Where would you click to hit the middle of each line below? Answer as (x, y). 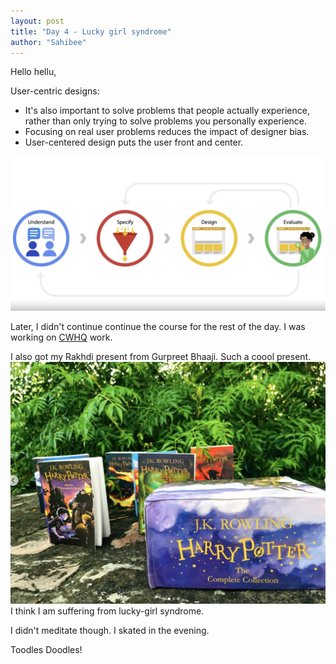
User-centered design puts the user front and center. (134, 142)
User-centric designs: (55, 91)
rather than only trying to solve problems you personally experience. (166, 121)
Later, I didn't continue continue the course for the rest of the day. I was (158, 327)
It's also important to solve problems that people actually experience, (167, 111)
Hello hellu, (33, 72)
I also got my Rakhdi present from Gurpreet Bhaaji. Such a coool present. (161, 357)
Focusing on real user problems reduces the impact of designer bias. (167, 132)
